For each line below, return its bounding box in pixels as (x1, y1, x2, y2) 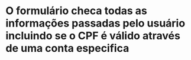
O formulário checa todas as (5, 4, 147, 18)
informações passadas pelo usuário (5, 16, 186, 30)
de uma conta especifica (5, 42, 130, 55)
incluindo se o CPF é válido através (5, 29, 181, 42)
